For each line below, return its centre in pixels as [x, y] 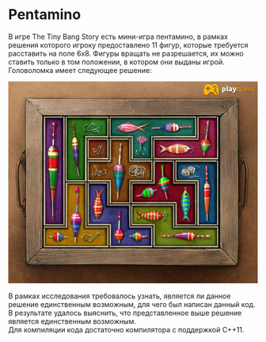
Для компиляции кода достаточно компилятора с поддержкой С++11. [126, 329]
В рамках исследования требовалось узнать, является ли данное [120, 296]
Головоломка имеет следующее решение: [80, 70]
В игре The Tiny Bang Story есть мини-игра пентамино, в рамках [118, 37]
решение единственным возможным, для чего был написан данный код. [132, 304]
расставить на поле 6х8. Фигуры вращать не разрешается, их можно [126, 53]
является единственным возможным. [72, 321]
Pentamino [45, 15]
